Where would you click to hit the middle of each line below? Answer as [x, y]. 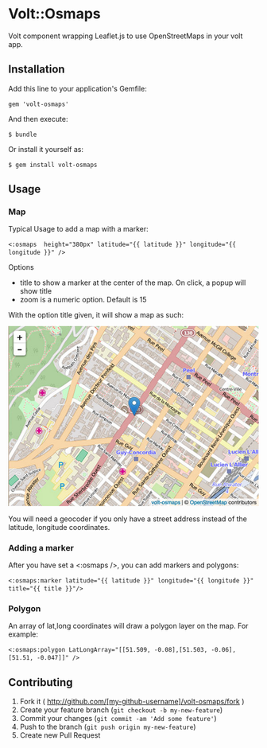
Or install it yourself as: [46, 149]
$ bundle [23, 134]
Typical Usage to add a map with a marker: [78, 229]
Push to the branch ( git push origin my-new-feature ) [108, 727]
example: [23, 634]
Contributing [41, 682]
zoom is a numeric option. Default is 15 [83, 300]
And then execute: [38, 119]
